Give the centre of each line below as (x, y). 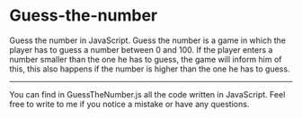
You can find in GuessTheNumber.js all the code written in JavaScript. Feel (147, 94)
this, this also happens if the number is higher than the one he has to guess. (150, 69)
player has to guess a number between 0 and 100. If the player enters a (141, 49)
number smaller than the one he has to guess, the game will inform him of (146, 59)
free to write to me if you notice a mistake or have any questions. (129, 104)
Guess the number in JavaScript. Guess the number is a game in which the (147, 40)
